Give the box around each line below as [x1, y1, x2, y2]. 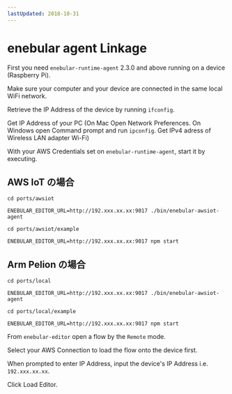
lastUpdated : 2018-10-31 [7, 10, 79, 17]
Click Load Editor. [7, 381, 58, 389]
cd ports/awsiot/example [7, 226, 79, 233]
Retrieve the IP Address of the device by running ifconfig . [7, 105, 176, 114]
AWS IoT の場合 [7, 176, 75, 188]
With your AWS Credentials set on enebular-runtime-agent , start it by [7, 147, 206, 156]
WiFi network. [7, 91, 47, 100]
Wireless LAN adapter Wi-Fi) [7, 133, 89, 142]
